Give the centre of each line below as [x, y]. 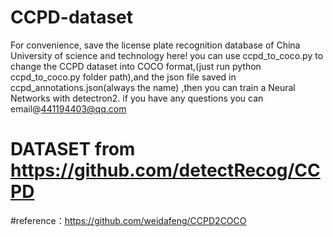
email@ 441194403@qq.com [68, 108]
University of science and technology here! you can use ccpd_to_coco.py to [167, 55]
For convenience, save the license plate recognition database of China [155, 45]
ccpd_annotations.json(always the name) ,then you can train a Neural [153, 87]
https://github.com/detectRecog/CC [165, 170]
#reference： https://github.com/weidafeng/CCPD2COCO [128, 220]
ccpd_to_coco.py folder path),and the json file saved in [123, 77]
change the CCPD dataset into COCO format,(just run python [136, 66]
